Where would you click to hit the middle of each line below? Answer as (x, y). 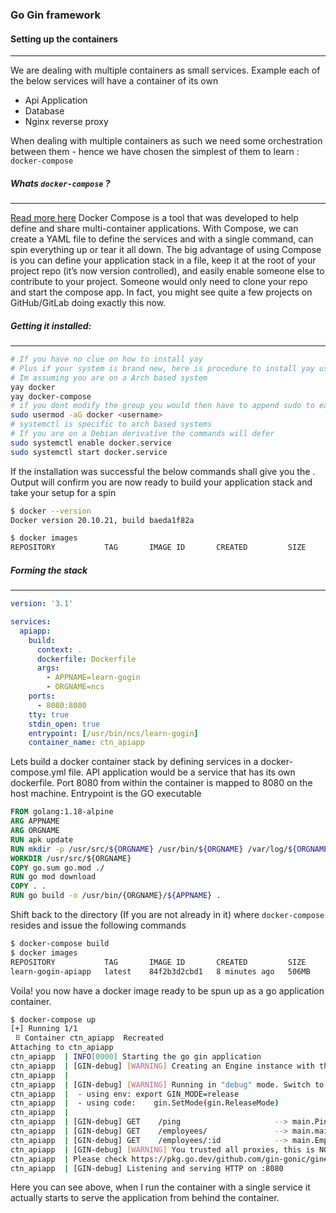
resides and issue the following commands (98, 925)
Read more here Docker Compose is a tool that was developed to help (154, 218)
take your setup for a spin (63, 492)
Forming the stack (49, 570)
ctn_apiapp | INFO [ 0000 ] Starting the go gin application (136, 1057)
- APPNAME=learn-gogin (93, 678)
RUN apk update (42, 839)
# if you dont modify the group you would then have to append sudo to (162, 406)
